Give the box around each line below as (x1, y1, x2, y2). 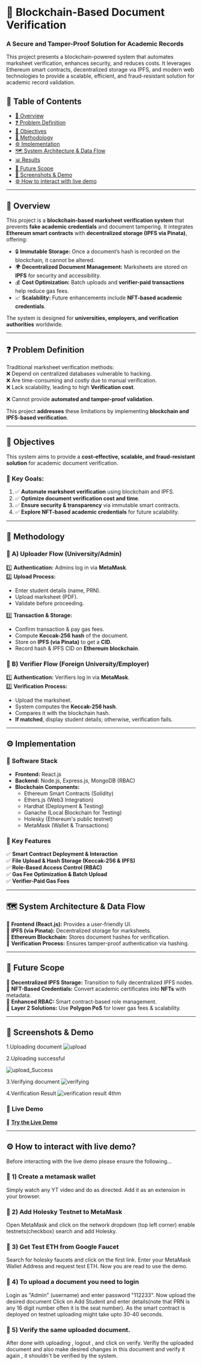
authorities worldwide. (6, 321, 63, 328)
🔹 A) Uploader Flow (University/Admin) (6, 550, 122, 558)
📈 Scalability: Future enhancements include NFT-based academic (14, 294, 182, 301)
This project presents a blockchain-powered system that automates (6, 54, 174, 61)
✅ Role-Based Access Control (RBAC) (6, 864, 102, 871)
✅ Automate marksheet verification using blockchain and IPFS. (14, 488, 174, 495)
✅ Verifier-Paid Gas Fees (6, 877, 70, 885)
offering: (6, 236, 28, 243)
